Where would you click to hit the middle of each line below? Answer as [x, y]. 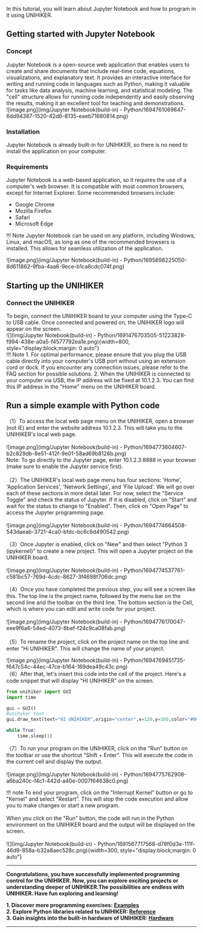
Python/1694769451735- [155, 660]
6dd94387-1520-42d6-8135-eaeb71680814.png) [67, 116]
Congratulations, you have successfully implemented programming [93, 874]
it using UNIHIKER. [29, 15]
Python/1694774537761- [154, 570]
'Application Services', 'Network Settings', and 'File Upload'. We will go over [101, 487]
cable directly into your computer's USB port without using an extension [96, 361]
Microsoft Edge [34, 224]
